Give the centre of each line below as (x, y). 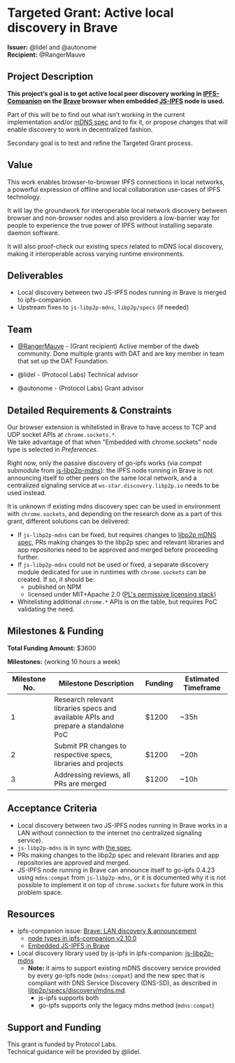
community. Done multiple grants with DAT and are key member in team (121, 354)
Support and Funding (54, 1027)
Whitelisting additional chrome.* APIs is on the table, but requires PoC (117, 602)
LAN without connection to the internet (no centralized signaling (109, 833)
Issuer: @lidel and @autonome (52, 47)
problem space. (40, 892)
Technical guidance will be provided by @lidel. (74, 1052)
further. (28, 557)
